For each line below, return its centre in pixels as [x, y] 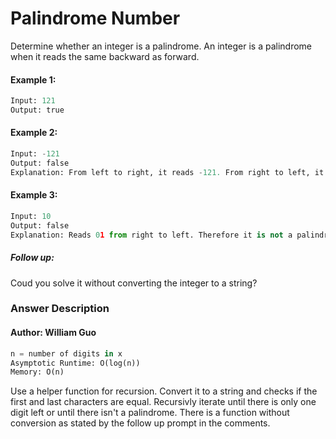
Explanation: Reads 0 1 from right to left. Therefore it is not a [151, 235]
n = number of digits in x [66, 353]
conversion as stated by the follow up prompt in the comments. [140, 423]
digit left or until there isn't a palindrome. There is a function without [150, 413]
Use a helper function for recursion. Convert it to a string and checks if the [164, 391]
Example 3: [34, 195]
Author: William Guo [53, 333]
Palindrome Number [95, 18]
